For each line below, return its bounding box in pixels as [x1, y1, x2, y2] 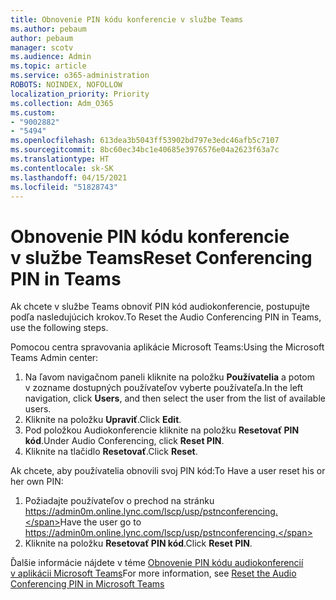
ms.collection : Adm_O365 [10, 98, 114, 108]
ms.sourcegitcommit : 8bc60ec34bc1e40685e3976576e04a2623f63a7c [10, 145, 280, 155]
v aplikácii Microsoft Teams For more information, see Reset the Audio [10, 567, 297, 580]
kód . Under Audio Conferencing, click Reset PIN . [24, 435, 225, 447]
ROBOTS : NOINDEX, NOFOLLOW [10, 80, 123, 90]
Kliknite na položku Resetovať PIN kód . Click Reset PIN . [24, 537, 253, 550]
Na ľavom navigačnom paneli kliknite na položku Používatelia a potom [24, 371, 315, 383]
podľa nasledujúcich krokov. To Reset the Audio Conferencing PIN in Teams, [10, 311, 322, 323]
